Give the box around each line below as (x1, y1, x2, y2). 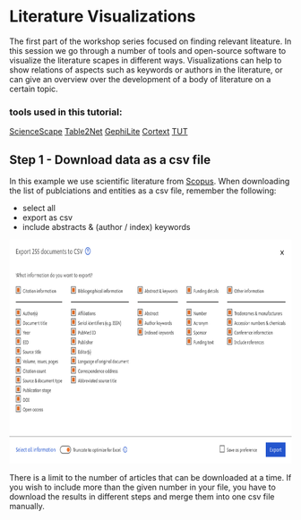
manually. (9, 501, 45, 512)
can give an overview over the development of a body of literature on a (9, 73, 271, 84)
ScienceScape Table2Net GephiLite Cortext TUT (9, 126, 188, 137)
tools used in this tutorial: (9, 106, 123, 118)
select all (21, 203, 56, 214)
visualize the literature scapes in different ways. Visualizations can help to (9, 55, 282, 65)
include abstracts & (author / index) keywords (21, 222, 191, 233)
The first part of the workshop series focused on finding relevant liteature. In (9, 36, 292, 47)
